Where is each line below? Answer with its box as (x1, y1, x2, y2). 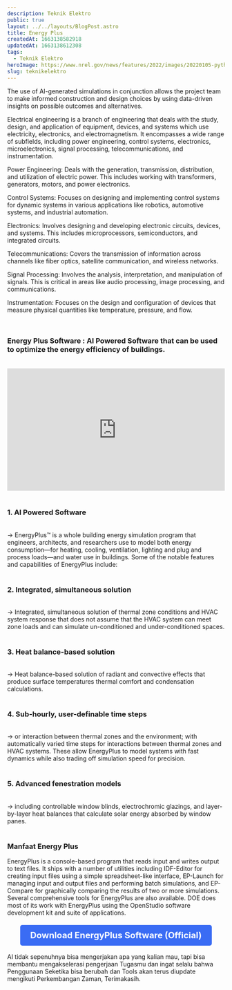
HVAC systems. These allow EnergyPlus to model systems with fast (7, 747, 199, 756)
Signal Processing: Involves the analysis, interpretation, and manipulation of (7, 270, 223, 279)
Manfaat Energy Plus (7, 841, 79, 851)
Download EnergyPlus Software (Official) (30, 930, 202, 941)
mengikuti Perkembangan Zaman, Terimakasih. (7, 975, 142, 983)
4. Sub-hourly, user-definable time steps (7, 709, 147, 719)
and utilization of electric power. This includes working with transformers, (7, 172, 216, 180)
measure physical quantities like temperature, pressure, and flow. (7, 306, 193, 314)
